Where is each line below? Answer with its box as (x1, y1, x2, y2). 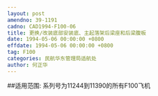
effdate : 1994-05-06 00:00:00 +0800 (7, 42, 113, 49)
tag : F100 (7, 49, 36, 56)
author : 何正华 (7, 61, 48, 68)
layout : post (7, 10, 45, 17)
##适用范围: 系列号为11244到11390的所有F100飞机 (7, 81, 151, 90)
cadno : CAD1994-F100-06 (7, 23, 77, 30)
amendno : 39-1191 (7, 17, 58, 23)
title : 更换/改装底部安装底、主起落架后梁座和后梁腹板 (7, 29, 146, 37)
